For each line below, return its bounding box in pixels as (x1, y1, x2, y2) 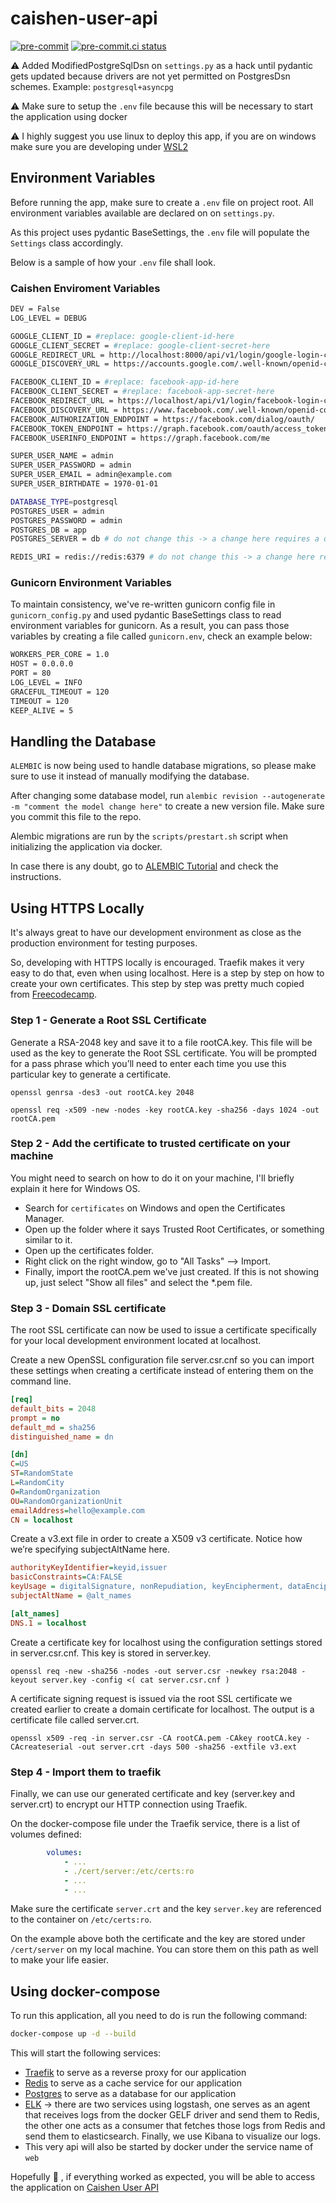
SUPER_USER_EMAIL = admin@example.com (10, 470, 172, 480)
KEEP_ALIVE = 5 (10, 705, 74, 716)
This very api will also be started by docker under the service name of (24, 2141, 314, 2153)
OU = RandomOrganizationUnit (10, 1496, 123, 1506)
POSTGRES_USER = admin (10, 506, 105, 516)
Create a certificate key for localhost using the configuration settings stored (10, 1636, 323, 1648)
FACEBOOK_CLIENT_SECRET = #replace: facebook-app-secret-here (10, 387, 275, 397)
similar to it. (24, 1233, 73, 1246)
